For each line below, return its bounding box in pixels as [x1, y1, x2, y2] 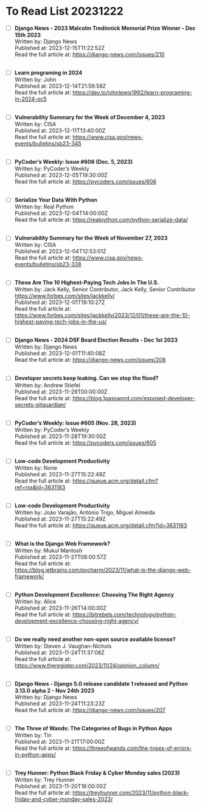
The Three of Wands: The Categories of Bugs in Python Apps [14, 724, 173, 732]
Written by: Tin [14, 732, 52, 738]
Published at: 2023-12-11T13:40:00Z [14, 127, 106, 135]
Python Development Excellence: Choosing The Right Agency [14, 591, 175, 598]
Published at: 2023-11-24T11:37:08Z [14, 649, 105, 656]
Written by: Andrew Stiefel [14, 381, 80, 389]
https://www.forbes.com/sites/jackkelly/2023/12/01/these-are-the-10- [14, 312, 190, 319]
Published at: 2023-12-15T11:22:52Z [14, 44, 105, 51]
